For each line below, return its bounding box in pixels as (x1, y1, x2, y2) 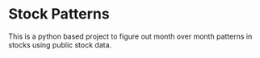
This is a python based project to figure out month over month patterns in (8, 31, 253, 41)
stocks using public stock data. (8, 39, 112, 49)
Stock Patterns (8, 5, 111, 23)
